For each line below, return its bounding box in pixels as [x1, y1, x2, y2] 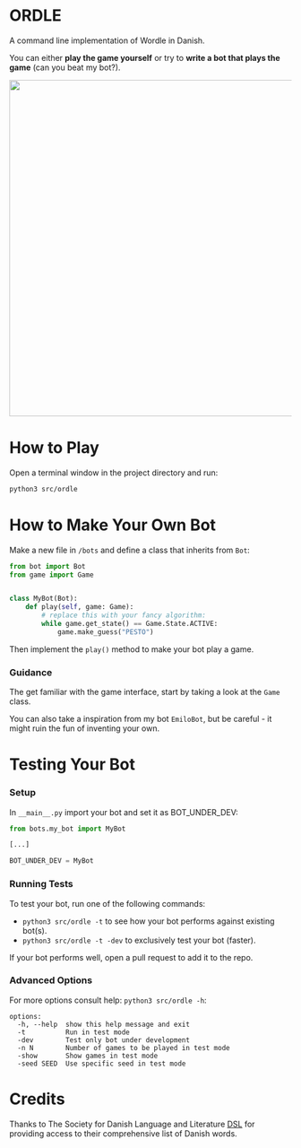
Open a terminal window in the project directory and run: [9, 467, 219, 478]
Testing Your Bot [9, 754, 136, 775]
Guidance [9, 665, 53, 678]
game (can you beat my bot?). [9, 62, 121, 73]
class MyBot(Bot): [9, 594, 78, 604]
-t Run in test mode [17, 1028, 130, 1037]
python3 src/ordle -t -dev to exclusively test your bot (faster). [21, 935, 256, 945]
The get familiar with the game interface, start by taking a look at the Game [9, 687, 280, 698]
